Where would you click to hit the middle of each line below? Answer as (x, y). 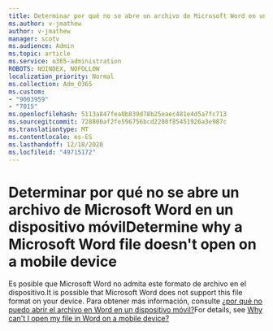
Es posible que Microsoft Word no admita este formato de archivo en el (127, 284)
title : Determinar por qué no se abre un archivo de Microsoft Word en (132, 16)
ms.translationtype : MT (49, 129)
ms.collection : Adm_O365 (50, 84)
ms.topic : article (39, 54)
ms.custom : (27, 91)
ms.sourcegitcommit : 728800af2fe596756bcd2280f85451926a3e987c (118, 122)
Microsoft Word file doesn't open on (133, 244)
